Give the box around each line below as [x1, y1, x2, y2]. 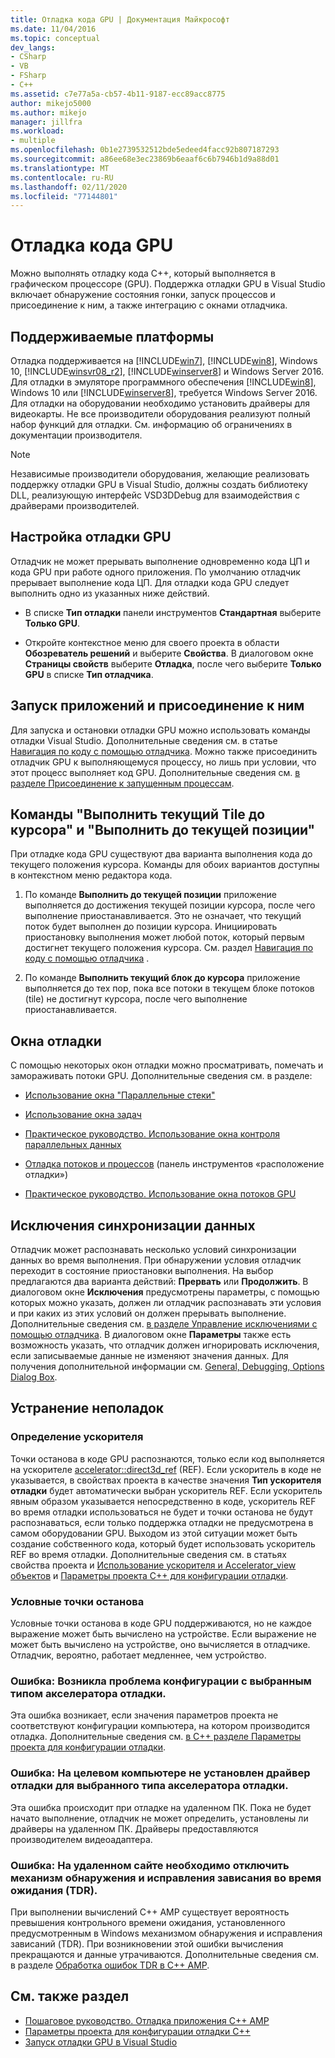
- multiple [10, 136, 56, 146]
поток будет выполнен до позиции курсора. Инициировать [24, 921, 278, 933]
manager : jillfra [10, 117, 83, 127]
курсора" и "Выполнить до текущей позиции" [10, 822, 316, 839]
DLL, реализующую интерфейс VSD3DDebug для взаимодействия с [10, 489, 300, 501]
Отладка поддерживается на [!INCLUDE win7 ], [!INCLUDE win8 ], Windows [10, 355, 318, 366]
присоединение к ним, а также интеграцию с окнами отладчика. [10, 299, 288, 311]
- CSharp [10, 52, 47, 62]
